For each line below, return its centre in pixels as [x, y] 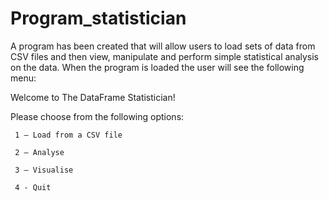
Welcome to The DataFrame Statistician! [93, 97]
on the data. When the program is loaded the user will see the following [157, 67]
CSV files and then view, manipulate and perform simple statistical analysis [165, 56]
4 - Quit [33, 187]
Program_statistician [98, 18]
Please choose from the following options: [97, 116]
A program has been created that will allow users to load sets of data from [163, 46]
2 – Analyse [39, 152]
